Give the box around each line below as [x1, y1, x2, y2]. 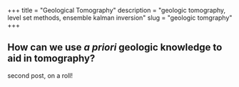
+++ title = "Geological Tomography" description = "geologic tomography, [7, 6, 226, 14]
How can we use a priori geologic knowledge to [7, 42, 223, 54]
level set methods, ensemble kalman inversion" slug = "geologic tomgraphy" [7, 13, 233, 22]
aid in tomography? [7, 52, 96, 64]
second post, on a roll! [7, 71, 73, 80]
